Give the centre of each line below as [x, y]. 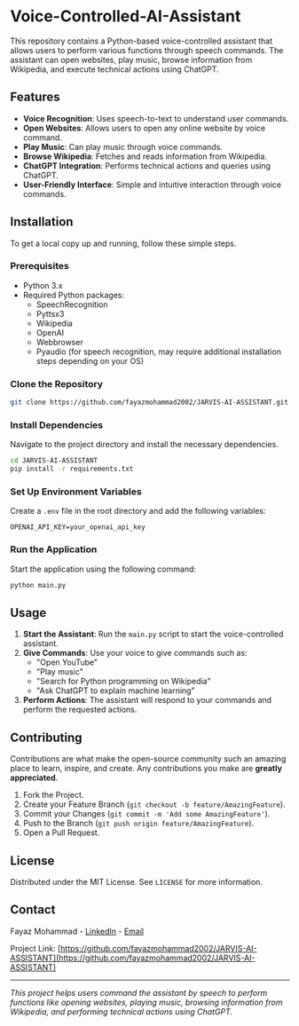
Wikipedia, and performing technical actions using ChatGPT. [122, 1011]
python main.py [38, 585]
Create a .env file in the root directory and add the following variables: [138, 511]
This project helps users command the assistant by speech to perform [139, 992]
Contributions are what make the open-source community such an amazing [148, 759]
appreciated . [34, 777]
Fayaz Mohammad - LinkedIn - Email [77, 931]
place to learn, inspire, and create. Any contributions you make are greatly [146, 769]
